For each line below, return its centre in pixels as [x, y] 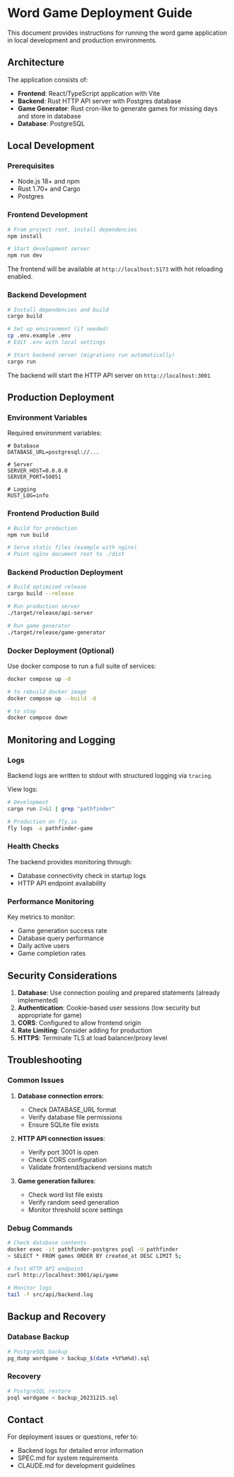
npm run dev [25, 256]
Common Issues [36, 1081]
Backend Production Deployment [65, 572]
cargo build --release [41, 593]
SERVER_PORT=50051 [34, 477]
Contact [25, 1420]
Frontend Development [48, 215]
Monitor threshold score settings [76, 1210]
